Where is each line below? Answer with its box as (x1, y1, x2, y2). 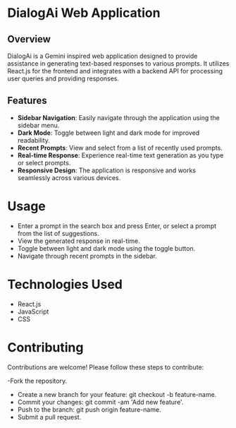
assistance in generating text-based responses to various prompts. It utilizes (7, 59, 230, 68)
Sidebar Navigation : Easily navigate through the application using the (17, 113, 221, 121)
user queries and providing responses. (7, 74, 120, 83)
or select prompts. (17, 158, 71, 167)
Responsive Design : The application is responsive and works (17, 166, 196, 174)
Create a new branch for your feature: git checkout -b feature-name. (17, 390, 217, 398)
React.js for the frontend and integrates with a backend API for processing (7, 67, 223, 75)
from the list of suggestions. (17, 229, 100, 237)
